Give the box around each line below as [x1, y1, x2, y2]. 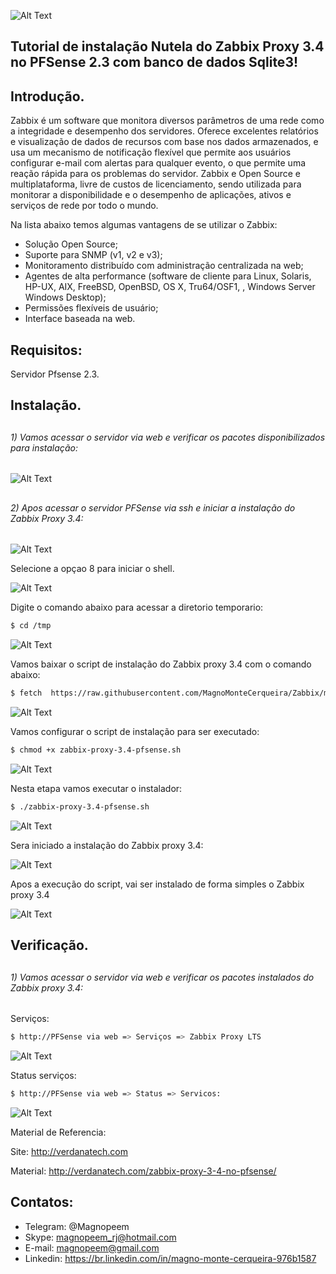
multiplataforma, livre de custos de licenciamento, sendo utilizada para [10, 178, 302, 190]
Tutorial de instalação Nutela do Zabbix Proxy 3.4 [10, 38, 325, 55]
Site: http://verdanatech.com [10, 1146, 129, 1158]
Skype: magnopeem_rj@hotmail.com [24, 1231, 177, 1243]
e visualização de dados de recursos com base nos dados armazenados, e [10, 136, 319, 148]
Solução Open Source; [24, 238, 118, 250]
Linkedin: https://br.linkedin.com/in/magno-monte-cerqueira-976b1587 [24, 1252, 317, 1264]
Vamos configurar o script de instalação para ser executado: [10, 726, 260, 738]
